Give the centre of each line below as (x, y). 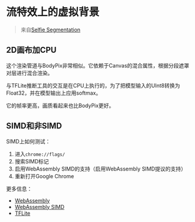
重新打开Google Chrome (44, 176)
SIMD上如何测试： (28, 141)
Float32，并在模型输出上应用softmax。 (54, 93)
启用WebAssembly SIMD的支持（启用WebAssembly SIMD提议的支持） (100, 169)
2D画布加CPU (31, 50)
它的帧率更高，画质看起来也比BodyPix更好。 (60, 105)
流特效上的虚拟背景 (53, 12)
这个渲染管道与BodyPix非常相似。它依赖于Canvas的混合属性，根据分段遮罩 (98, 65)
